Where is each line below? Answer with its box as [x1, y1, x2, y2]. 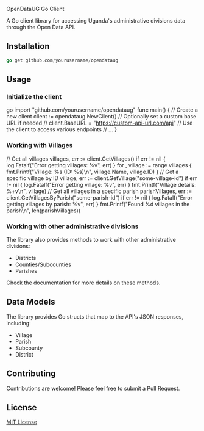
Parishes [15, 267, 38, 274]
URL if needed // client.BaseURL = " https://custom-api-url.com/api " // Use [6, 119, 193, 127]
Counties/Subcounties [15, 261, 71, 268]
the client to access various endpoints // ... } [6, 126, 118, 133]
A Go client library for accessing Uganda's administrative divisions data [6, 17, 186, 24]
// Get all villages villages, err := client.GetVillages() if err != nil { [6, 155, 166, 162]
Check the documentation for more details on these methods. [6, 279, 161, 286]
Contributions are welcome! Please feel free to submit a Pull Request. [6, 385, 180, 392]
